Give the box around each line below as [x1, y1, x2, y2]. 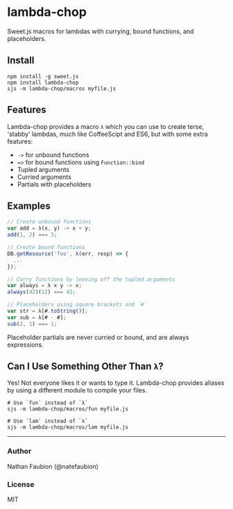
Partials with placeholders [17, 180, 92, 188]
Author [7, 447, 32, 456]
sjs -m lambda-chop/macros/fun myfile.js [7, 406, 129, 413]
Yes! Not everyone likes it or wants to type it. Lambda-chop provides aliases [7, 379, 225, 387]
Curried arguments [17, 173, 71, 181]
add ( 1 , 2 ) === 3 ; [7, 232, 58, 239]
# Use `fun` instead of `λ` [7, 399, 89, 406]
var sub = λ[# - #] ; [7, 313, 67, 321]
